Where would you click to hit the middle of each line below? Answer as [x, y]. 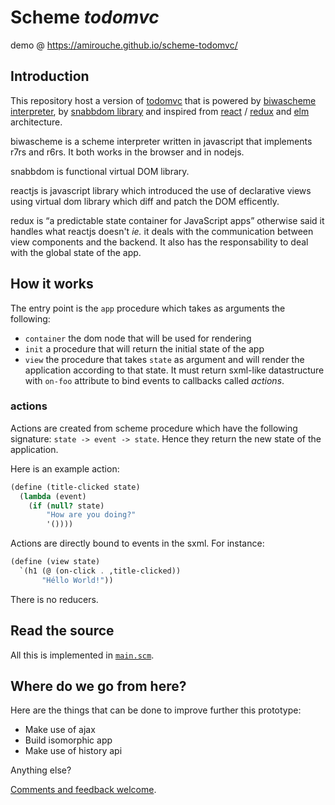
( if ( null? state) [66, 506]
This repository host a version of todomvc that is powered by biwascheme [163, 100]
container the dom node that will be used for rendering [138, 338]
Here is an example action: [65, 468]
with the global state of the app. [76, 252]
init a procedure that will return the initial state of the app [144, 348]
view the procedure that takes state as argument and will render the [164, 359]
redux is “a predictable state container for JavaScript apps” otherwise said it [167, 220]
